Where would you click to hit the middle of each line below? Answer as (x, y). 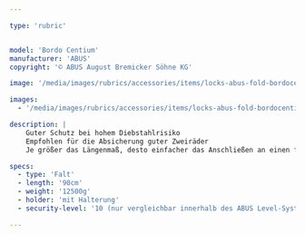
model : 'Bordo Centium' (54, 50)
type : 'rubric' (38, 25)
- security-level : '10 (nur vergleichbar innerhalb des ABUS (136, 208)
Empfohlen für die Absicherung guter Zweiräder (117, 142)
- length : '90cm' (50, 183)
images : (24, 100)
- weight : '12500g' (54, 191)
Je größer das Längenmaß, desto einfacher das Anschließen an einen (158, 150)
